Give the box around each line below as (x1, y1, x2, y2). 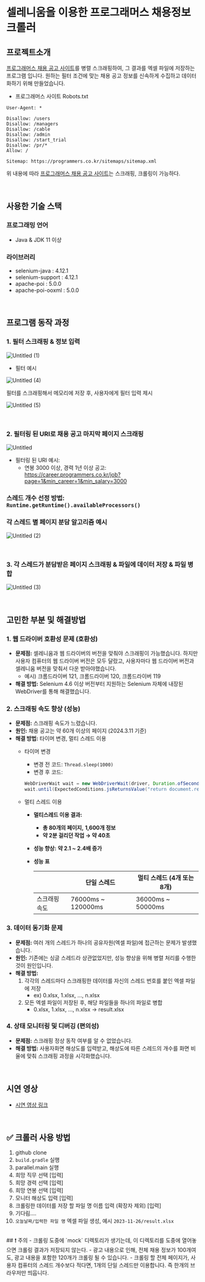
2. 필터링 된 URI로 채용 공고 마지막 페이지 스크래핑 (6, 429, 144, 438)
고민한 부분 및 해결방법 (6, 614, 87, 625)
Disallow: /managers (6, 121, 59, 127)
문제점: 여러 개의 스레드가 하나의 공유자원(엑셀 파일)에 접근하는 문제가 (15, 939, 181, 946)
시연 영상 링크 (15, 1101, 48, 1109)
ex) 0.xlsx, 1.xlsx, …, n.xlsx (33, 991, 100, 999)
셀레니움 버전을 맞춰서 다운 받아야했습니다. (15, 665, 117, 672)
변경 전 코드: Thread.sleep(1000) (33, 761, 114, 768)
